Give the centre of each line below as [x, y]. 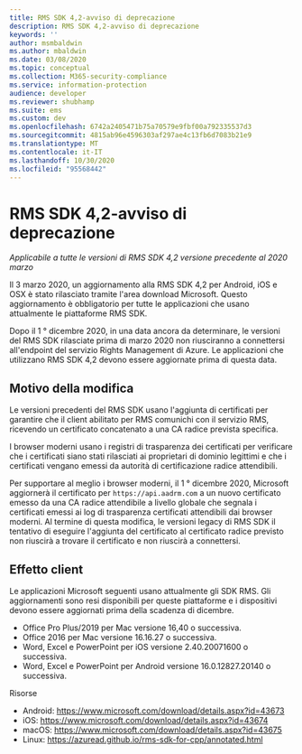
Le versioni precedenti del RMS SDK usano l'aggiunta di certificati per [139, 410]
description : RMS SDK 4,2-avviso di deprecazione [105, 26]
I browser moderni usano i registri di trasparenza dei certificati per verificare [151, 447]
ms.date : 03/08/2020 [48, 60]
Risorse [23, 693]
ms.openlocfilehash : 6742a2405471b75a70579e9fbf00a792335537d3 [131, 127]
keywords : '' [34, 34]
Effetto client [46, 569]
